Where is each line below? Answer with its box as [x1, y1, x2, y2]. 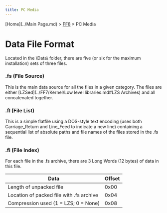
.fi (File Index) [5, 147, 39, 154]
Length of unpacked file [7, 184, 64, 191]
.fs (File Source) [5, 73, 45, 80]
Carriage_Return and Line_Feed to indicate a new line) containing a [5, 124, 143, 130]
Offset [104, 175, 120, 182]
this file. [5, 163, 21, 170]
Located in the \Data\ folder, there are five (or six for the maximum [5, 55, 141, 61]
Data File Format [5, 38, 75, 50]
